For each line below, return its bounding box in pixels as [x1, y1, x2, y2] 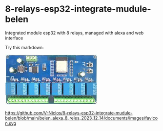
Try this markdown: [5, 44, 44, 50]
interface [5, 35, 23, 41]
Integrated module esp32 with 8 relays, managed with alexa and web [5, 30, 144, 36]
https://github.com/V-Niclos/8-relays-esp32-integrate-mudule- [5, 110, 133, 115]
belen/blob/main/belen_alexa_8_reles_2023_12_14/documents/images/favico [5, 115, 158, 121]
